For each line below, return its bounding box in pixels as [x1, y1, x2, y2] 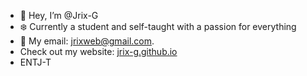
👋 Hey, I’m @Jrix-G [19, 10, 99, 21]
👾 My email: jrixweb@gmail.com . [19, 35, 155, 47]
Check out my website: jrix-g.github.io [19, 46, 178, 57]
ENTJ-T [19, 56, 52, 68]
